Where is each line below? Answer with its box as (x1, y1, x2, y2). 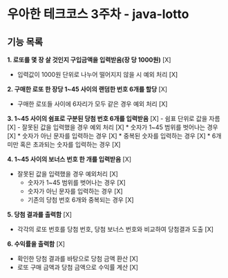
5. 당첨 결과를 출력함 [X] (7, 210, 73, 219)
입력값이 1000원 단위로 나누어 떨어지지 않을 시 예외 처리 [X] (17, 71, 178, 78)
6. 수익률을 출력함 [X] (7, 240, 66, 248)
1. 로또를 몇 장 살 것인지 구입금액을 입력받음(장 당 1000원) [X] (7, 56, 171, 64)
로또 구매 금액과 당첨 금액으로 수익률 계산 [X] (17, 263, 138, 271)
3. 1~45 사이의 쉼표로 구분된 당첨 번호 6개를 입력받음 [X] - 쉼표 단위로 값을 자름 (7, 115, 220, 122)
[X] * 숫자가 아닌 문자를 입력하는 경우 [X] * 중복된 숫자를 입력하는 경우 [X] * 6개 (7, 132, 222, 140)
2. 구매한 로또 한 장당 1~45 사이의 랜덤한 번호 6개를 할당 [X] (7, 85, 168, 93)
